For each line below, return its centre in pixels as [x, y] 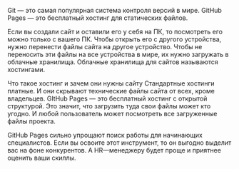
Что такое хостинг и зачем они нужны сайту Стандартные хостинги [111, 83]
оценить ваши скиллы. [42, 158]
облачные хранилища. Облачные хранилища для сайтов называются [113, 62]
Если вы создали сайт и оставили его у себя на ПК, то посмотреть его [115, 32]
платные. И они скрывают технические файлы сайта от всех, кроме [111, 91]
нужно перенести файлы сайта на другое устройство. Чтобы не [105, 47]
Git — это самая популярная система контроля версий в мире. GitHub [115, 10]
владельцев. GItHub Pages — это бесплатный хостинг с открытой [107, 98]
